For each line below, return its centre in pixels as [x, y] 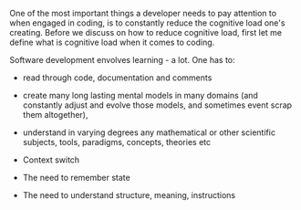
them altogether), [55, 115]
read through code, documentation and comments [117, 78]
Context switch [51, 160]
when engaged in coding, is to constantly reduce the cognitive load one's [147, 23]
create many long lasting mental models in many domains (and [140, 95]
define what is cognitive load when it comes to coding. [112, 42]
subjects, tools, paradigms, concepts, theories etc [117, 142]
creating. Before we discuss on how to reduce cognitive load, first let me [146, 32]
